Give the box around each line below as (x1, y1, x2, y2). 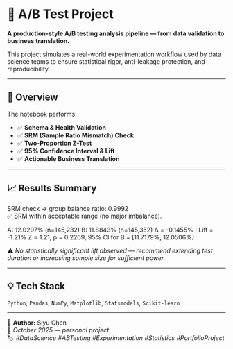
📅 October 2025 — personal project (7, 326, 110, 334)
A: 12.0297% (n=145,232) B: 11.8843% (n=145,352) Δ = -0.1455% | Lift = (7, 225, 214, 234)
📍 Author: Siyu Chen (7, 318, 67, 327)
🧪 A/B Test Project (7, 6, 114, 22)
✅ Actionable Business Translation (17, 154, 120, 162)
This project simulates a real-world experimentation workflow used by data (7, 50, 222, 58)
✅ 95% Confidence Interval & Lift (17, 146, 115, 155)
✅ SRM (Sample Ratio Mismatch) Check (17, 131, 134, 139)
